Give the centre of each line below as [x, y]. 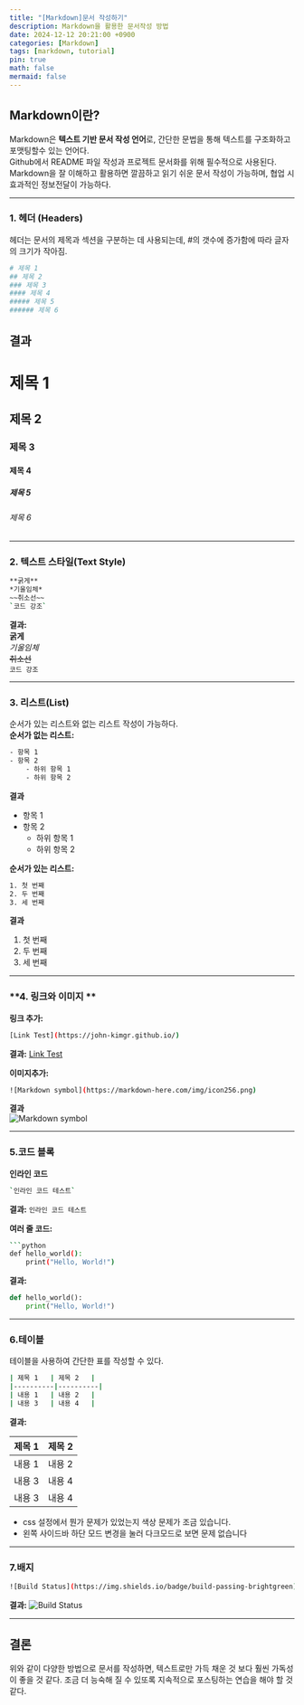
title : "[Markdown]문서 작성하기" [69, 18]
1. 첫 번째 [27, 886]
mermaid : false [38, 77]
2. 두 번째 [27, 894]
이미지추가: [29, 1073]
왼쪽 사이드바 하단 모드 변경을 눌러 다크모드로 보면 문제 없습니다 [134, 1533]
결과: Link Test [36, 1054]
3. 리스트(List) [39, 702]
